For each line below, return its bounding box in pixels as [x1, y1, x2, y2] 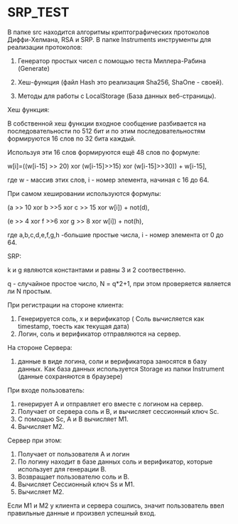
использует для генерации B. [17, 464, 107, 473]
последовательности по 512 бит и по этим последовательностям [7, 126, 206, 135]
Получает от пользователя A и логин [17, 449, 130, 458]
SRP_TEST [7, 4, 70, 21]
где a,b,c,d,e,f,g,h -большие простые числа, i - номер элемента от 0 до [7, 230, 224, 239]
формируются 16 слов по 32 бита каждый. [7, 134, 136, 143]
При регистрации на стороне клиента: [7, 300, 124, 309]
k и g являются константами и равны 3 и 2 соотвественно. [7, 266, 186, 274]
